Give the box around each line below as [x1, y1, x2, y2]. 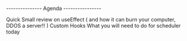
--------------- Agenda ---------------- [6, 5, 102, 12]
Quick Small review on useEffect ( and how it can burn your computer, [6, 16, 176, 23]
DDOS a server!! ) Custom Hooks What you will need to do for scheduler [6, 23, 181, 29]
